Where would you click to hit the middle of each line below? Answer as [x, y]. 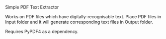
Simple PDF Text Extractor [32, 7]
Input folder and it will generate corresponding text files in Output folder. [79, 22]
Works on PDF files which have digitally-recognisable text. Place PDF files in [83, 17]
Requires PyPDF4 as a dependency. [42, 31]
